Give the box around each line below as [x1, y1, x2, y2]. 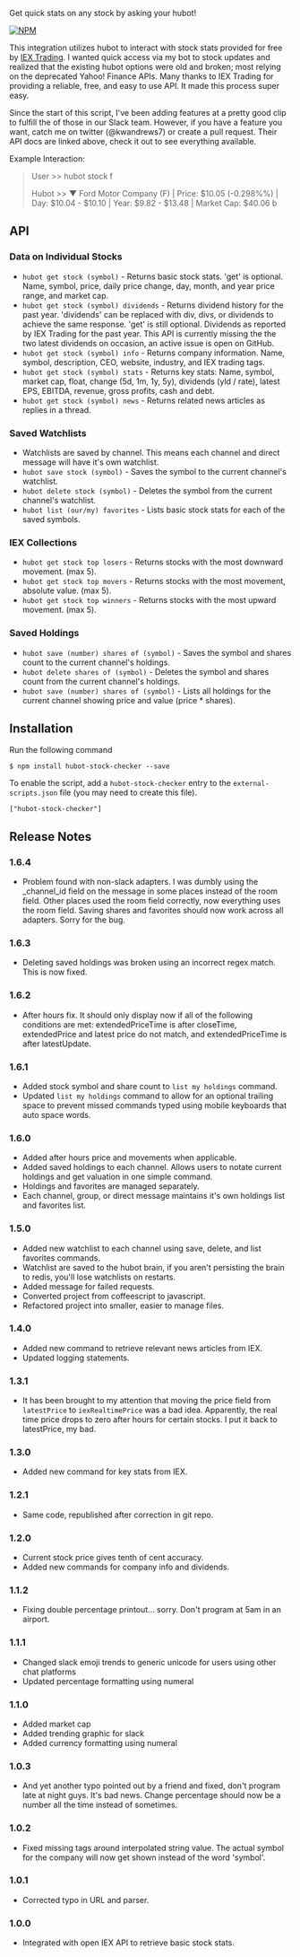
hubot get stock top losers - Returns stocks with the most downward [21, 556, 284, 568]
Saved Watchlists [9, 426, 87, 439]
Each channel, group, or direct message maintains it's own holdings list [21, 1191, 285, 1201]
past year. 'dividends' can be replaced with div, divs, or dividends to [21, 309, 274, 319]
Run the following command [9, 745, 113, 756]
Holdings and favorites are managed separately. [21, 1181, 200, 1192]
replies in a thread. [21, 404, 91, 415]
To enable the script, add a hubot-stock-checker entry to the [9, 778, 231, 789]
